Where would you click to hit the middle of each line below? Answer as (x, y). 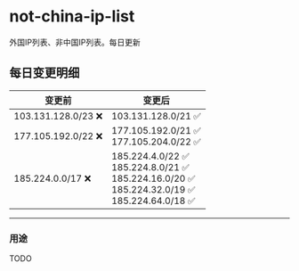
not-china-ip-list (72, 16)
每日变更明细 (44, 73)
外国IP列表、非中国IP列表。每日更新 (75, 42)
